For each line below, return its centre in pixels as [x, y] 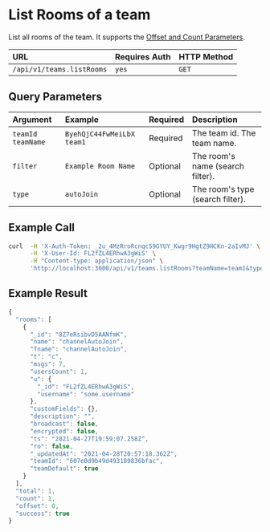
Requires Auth [143, 56]
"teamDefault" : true [64, 469]
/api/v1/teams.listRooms [60, 69]
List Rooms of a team [80, 15]
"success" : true [43, 514]
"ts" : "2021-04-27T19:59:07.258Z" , [89, 439]
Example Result [48, 293]
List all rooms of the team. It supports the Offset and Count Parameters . [127, 37]
